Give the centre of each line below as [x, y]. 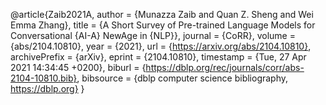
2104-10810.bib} [44, 78]
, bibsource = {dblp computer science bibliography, [182, 78]
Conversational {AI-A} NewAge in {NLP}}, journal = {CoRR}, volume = [153, 35]
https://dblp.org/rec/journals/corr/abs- [225, 67]
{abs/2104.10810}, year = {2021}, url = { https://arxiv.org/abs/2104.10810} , [161, 46]
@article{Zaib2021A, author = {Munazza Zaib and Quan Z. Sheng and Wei [162, 14]
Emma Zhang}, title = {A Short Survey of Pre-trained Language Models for [163, 25]
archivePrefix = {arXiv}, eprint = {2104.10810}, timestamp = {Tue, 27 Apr [158, 57]
